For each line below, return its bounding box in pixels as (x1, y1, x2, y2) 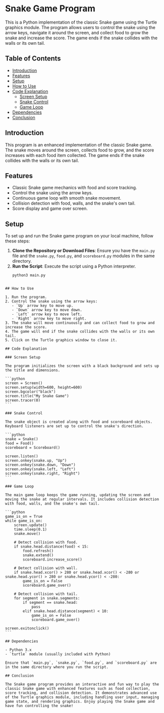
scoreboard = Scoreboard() (5, 446, 60, 450)
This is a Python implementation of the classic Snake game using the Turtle (5, 19, 157, 25)
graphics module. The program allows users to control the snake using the (5, 24, 156, 30)
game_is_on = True (5, 514, 43, 519)
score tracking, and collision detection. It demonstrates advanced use (5, 690, 157, 696)
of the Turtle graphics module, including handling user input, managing (5, 695, 160, 700)
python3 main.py (12, 273, 46, 278)
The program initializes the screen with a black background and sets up (5, 363, 160, 369)
